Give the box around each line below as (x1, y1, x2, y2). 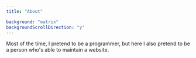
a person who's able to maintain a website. (6, 46, 109, 53)
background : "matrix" (6, 19, 59, 25)
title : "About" (6, 8, 43, 14)
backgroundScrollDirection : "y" (6, 24, 85, 30)
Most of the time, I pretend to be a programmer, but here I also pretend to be (6, 40, 190, 47)
